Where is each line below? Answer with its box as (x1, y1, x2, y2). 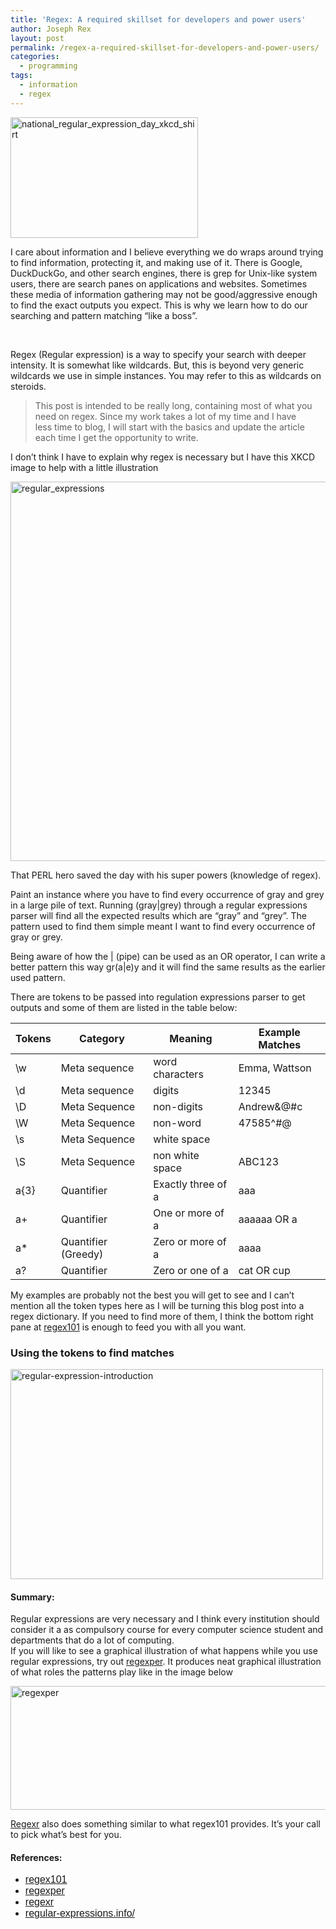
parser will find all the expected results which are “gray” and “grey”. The (10, 909, 307, 921)
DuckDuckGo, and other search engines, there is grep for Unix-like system (10, 267, 318, 279)
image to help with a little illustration (10, 461, 159, 473)
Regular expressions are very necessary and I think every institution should (10, 1613, 320, 1625)
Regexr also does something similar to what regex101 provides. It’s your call (10, 1818, 321, 1830)
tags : (10, 71, 33, 81)
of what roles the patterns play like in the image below (10, 1666, 233, 1678)
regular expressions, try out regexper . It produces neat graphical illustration (10, 1656, 322, 1668)
